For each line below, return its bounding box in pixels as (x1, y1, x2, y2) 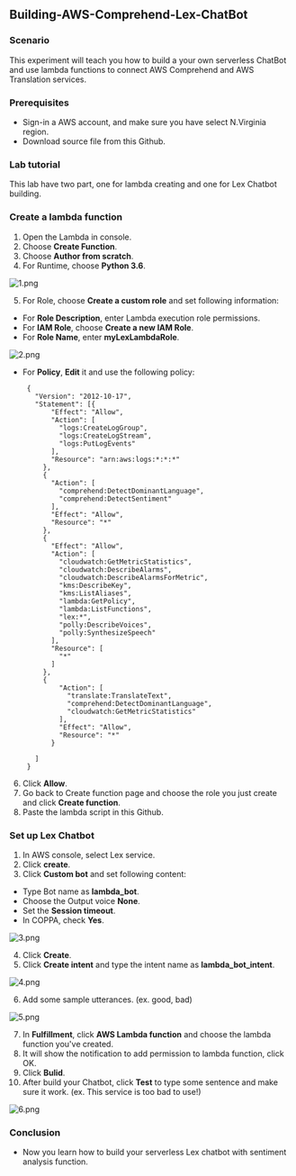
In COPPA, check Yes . (22, 914, 105, 926)
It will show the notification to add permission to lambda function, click (22, 1048, 285, 1059)
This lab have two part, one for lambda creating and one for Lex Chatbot (9, 179, 277, 190)
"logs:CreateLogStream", (58, 431, 152, 440)
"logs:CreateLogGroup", (58, 423, 148, 432)
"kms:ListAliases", (58, 589, 132, 598)
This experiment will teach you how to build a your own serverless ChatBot (9, 54, 287, 66)
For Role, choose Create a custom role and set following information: (22, 294, 279, 305)
